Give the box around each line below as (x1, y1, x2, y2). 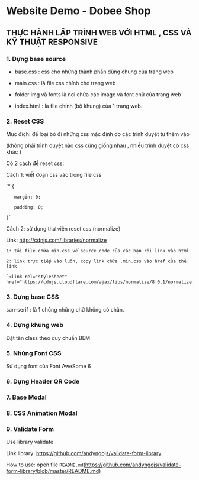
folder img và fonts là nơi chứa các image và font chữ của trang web (14, 90, 182, 98)
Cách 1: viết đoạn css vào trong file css (6, 171, 102, 179)
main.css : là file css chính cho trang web (14, 79, 116, 86)
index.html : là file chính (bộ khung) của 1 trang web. (14, 102, 143, 109)
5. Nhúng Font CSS (6, 349, 62, 357)
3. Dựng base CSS (6, 293, 59, 301)
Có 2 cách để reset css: (6, 160, 64, 167)
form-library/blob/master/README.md (6, 468, 99, 475)
